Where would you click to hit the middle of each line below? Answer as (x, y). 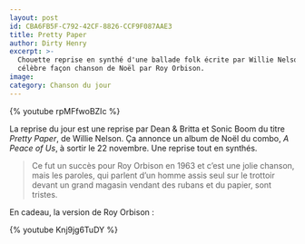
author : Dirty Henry (49, 43)
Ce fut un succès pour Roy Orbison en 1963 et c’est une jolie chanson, (163, 165)
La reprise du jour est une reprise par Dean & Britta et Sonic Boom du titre (148, 129)
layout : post (34, 18)
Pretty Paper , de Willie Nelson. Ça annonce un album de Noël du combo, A (149, 138)
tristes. (44, 194)
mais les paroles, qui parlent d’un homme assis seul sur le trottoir (153, 175)
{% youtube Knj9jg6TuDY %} (64, 229)
